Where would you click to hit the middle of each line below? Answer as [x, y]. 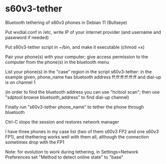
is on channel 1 [20, 82]
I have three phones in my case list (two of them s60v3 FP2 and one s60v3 [82, 131]
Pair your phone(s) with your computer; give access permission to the [77, 57]
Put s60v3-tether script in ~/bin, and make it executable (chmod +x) [75, 47]
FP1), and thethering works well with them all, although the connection [77, 137]
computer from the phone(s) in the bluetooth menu [57, 62]
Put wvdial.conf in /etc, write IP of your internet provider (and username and [83, 32]
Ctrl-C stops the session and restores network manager [62, 122]
